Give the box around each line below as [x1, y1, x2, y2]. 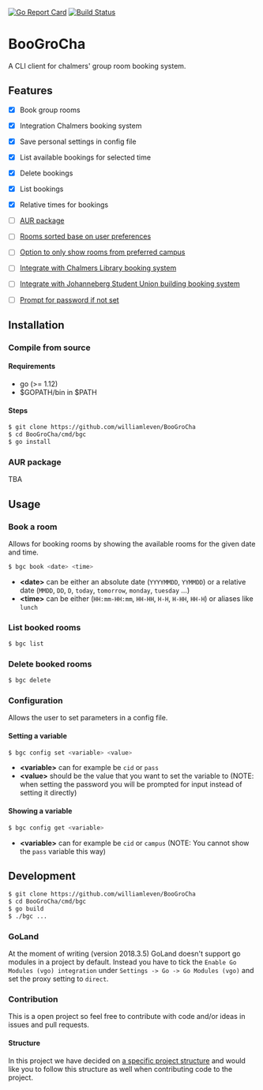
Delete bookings [19, 168, 73, 178]
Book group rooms [19, 105, 81, 115]
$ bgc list [8, 640, 44, 648]
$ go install [8, 438, 51, 446]
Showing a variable [8, 806, 73, 816]
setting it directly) [19, 788, 77, 798]
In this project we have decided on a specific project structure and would [8, 1055, 246, 1066]
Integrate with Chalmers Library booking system [19, 263, 177, 272]
